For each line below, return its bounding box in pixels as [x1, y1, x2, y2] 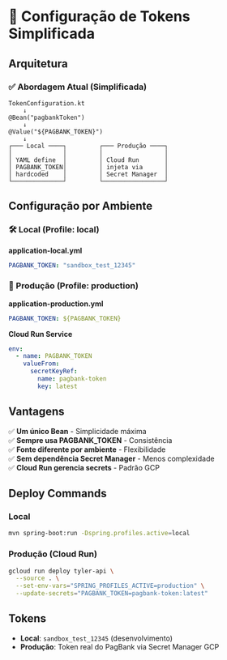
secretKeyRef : [29, 368, 79, 376]
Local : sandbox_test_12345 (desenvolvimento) [19, 633, 173, 643]
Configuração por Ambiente [8, 199, 153, 213]
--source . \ [15, 574, 60, 582]
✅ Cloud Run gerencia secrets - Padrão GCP [8, 462, 161, 472]
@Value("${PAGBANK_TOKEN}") [8, 127, 104, 136]
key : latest [37, 382, 79, 390]
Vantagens [8, 405, 65, 419]
